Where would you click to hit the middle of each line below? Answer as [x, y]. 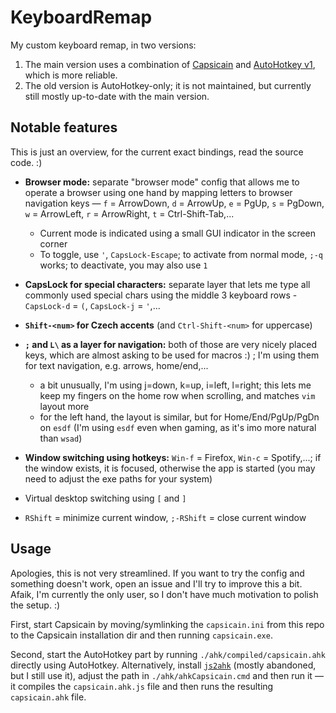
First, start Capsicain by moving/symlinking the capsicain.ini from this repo [167, 624]
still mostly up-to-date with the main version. [117, 96]
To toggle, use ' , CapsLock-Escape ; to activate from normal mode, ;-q [181, 254]
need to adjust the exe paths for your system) [118, 478]
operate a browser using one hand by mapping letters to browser [158, 192]
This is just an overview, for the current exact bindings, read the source [157, 152]
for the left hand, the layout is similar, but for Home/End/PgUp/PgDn [179, 417]
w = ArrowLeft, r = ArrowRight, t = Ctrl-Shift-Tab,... [129, 213]
